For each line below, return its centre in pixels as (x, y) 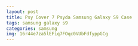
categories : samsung (32, 28)
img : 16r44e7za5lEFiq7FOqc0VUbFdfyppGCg (57, 34)
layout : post (22, 12)
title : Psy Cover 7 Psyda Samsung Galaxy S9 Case (69, 17)
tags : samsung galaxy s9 (37, 23)
